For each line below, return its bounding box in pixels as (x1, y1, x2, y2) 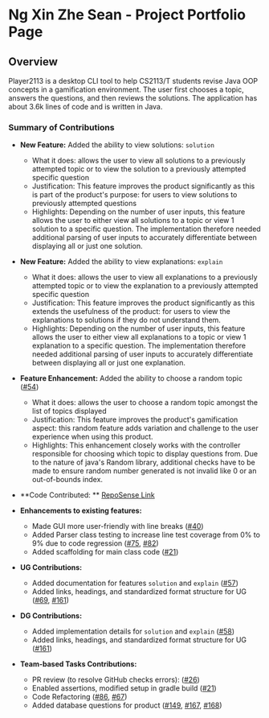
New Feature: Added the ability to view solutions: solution (19, 140, 215, 150)
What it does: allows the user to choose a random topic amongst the (31, 398, 259, 407)
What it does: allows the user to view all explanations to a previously (31, 272, 259, 283)
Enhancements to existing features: (19, 505, 142, 516)
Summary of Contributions (8, 122, 115, 133)
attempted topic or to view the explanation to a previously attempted (31, 281, 259, 291)
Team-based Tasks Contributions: (19, 659, 137, 669)
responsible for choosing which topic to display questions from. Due (31, 449, 259, 459)
